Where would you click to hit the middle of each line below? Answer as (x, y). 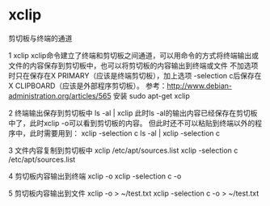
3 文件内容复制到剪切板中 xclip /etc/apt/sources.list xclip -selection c (123, 150)
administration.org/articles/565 (60, 95)
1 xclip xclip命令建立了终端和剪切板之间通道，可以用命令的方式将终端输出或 (133, 55)
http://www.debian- (200, 86)
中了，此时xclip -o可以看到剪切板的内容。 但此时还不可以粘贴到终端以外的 (132, 123)
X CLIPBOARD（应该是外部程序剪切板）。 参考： (88, 86)
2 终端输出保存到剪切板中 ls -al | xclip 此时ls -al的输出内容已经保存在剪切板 (133, 113)
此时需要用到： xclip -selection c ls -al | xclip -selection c (125, 133)
